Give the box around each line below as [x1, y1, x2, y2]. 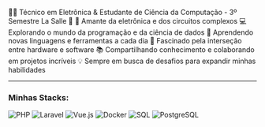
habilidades [8, 65, 46, 74]
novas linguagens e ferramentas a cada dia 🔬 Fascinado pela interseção [8, 36, 242, 45]
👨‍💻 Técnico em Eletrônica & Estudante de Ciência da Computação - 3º [8, 8, 237, 17]
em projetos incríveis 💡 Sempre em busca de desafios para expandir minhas [8, 56, 256, 65]
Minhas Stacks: [8, 92, 69, 103]
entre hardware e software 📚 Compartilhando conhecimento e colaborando [8, 45, 255, 54]
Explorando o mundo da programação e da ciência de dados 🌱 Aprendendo [8, 28, 254, 37]
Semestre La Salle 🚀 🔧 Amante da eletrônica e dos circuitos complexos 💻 [8, 17, 247, 25]
